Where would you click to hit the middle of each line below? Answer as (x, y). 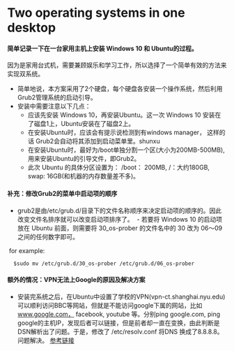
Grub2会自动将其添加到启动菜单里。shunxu (98, 141)
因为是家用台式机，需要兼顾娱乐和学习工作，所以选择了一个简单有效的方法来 (117, 65)
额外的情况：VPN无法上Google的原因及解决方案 (76, 280)
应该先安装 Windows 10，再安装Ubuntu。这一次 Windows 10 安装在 (124, 115)
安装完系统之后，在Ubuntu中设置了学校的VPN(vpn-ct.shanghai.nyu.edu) (121, 296)
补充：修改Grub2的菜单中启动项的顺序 (62, 193)
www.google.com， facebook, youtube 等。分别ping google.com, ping (119, 314)
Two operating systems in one (96, 13)
